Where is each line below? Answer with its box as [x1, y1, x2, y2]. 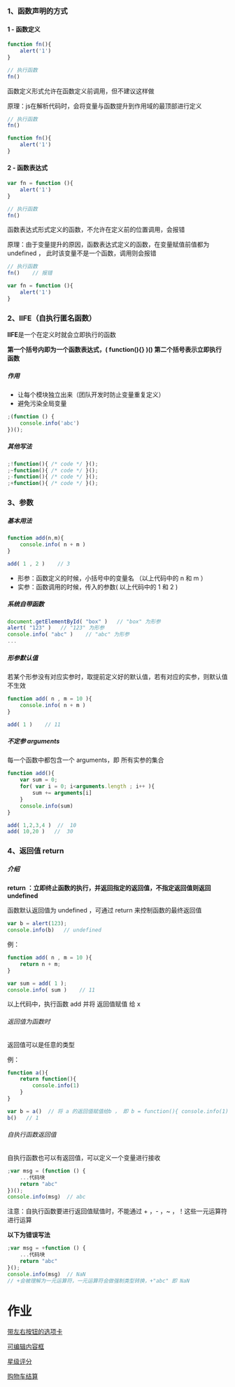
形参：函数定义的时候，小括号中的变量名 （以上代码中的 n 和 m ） [17, 573, 208, 582]
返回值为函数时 [7, 1017, 50, 1025]
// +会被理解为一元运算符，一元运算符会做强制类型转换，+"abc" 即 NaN [7, 1277, 190, 1284]
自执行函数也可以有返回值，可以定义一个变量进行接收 [7, 1153, 161, 1161]
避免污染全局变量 [17, 399, 67, 408]
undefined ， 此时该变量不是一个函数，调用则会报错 [7, 249, 157, 257]
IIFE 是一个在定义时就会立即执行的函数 [7, 331, 117, 339]
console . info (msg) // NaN [7, 1271, 86, 1278]
